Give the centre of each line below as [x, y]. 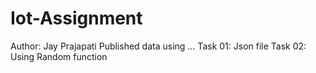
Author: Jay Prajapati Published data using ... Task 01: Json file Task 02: [158, 46]
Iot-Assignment [76, 18]
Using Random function [59, 56]
